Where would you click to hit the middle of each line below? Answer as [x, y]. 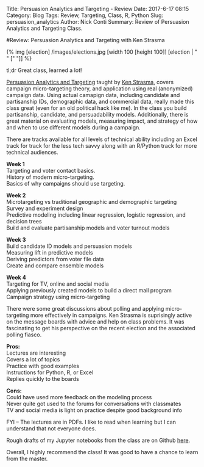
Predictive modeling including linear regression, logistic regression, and [96, 215]
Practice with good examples [43, 366]
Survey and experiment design [45, 208]
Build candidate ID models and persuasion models [69, 246]
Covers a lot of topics [33, 359]
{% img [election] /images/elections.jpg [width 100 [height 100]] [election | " [102, 52]
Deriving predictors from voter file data [55, 259]
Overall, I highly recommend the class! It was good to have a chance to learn [102, 452]
